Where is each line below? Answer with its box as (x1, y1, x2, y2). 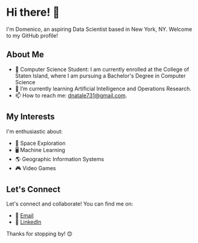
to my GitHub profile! (6, 32, 59, 39)
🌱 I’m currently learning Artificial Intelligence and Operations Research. (14, 85, 192, 92)
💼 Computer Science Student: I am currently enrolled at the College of (14, 65, 190, 73)
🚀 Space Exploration (14, 139, 66, 147)
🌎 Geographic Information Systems (14, 155, 104, 162)
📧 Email (14, 212, 34, 219)
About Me (6, 50, 44, 60)
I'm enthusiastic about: (6, 127, 63, 135)
